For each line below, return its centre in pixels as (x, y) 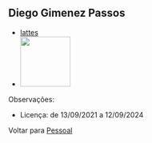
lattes (29, 32)
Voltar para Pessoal (40, 130)
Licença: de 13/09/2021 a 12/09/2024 (82, 114)
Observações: (31, 99)
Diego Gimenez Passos (67, 13)
